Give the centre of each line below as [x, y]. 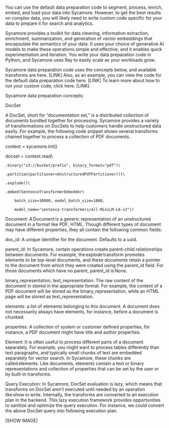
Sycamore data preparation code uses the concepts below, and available [81, 70]
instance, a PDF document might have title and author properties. [73, 332]
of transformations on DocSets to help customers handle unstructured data [83, 126]
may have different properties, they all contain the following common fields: [84, 230]
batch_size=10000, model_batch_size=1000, [60, 201]
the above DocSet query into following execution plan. [62, 411]
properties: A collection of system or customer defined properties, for [78, 327]
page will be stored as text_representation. [50, 297]
